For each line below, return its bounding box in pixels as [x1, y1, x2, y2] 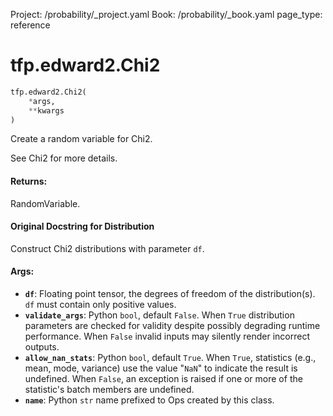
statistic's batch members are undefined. [24, 384, 195, 396]
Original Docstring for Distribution [10, 220, 155, 233]
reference [10, 19, 51, 31]
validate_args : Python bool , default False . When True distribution [24, 309, 295, 321]
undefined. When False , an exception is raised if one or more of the [24, 373, 303, 385]
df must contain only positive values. [24, 299, 177, 311]
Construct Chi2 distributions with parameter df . [10, 242, 205, 254]
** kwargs [28, 105, 65, 116]
